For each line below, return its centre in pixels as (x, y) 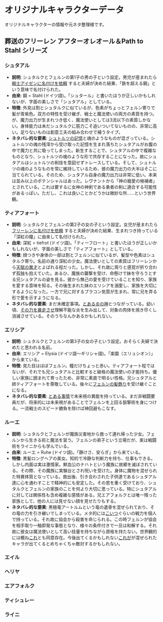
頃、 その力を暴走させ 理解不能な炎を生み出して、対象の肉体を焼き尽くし (84, 310)
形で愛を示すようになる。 (37, 298)
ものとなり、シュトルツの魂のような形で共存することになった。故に (80, 156)
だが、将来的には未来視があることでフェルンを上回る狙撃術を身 (80, 402)
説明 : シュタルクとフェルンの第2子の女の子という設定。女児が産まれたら (85, 224)
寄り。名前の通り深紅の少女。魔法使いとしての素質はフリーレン (89, 261)
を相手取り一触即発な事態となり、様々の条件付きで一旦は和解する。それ (84, 525)
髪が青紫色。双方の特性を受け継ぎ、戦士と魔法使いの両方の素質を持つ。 (84, 114)
